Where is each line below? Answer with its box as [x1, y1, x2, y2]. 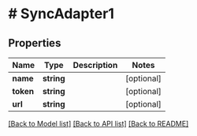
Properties [8, 36, 61, 50]
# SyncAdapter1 [8, 5, 114, 23]
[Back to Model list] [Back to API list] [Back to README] [8, 119, 189, 128]
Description [72, 60, 118, 70]
